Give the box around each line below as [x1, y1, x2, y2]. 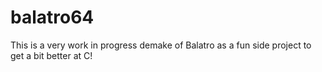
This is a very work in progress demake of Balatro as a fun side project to [10, 39, 312, 51]
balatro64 [10, 6, 95, 29]
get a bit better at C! [10, 49, 93, 61]
